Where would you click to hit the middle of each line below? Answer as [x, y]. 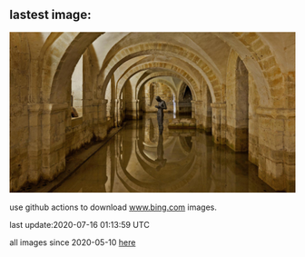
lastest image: [50, 15]
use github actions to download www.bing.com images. [113, 207]
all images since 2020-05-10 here [73, 242]
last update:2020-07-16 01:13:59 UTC [79, 225]
